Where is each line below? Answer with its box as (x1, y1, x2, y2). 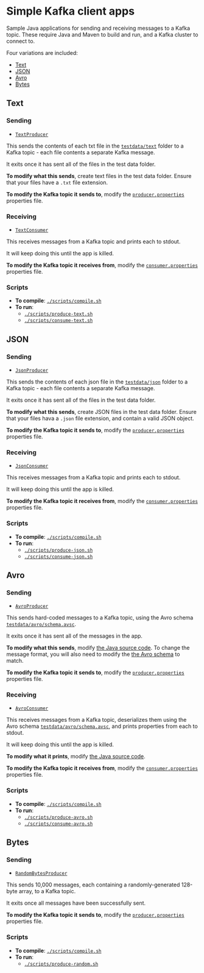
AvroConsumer (15, 705, 49, 711)
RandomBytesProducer (15, 871, 68, 877)
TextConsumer (15, 227, 49, 233)
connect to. (6, 37, 35, 45)
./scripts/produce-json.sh (24, 547, 93, 553)
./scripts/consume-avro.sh (24, 821, 93, 827)
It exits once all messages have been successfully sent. (6, 899, 146, 907)
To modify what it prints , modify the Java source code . (6, 753, 146, 760)
